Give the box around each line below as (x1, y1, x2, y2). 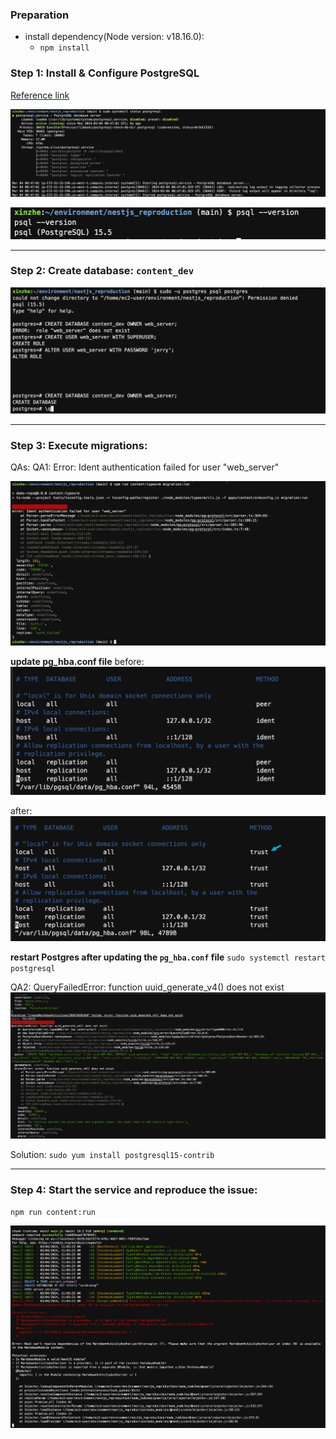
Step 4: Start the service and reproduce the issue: (10, 1183, 258, 1197)
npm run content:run (10, 1208, 97, 1218)
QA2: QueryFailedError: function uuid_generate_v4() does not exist (10, 981, 285, 993)
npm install (39, 43, 90, 53)
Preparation (10, 8, 70, 22)
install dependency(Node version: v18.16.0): (24, 31, 205, 43)
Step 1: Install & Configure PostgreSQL (10, 66, 200, 80)
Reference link (10, 89, 70, 101)
